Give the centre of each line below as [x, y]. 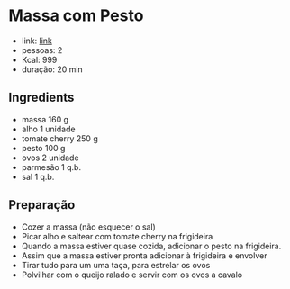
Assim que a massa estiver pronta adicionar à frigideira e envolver [144, 255]
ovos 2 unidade [50, 158]
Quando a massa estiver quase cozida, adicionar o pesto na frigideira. [151, 246]
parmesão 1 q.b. [51, 167]
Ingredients [41, 98]
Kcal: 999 [39, 59]
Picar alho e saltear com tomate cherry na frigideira [117, 236]
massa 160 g [45, 119]
